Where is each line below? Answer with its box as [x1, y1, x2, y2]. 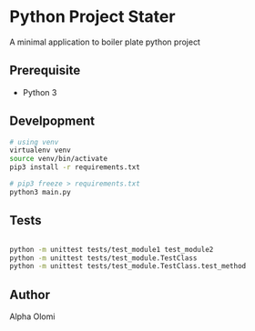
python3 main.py [9, 187, 71, 196]
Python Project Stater [9, 6, 176, 27]
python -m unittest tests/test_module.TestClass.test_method [9, 262, 247, 271]
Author [9, 286, 50, 302]
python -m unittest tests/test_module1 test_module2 [9, 245, 214, 254]
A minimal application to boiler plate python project [9, 36, 200, 47]
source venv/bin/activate [9, 155, 107, 164]
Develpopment [9, 114, 96, 129]
